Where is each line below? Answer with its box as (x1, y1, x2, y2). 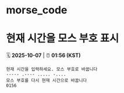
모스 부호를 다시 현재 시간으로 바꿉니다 (6, 78, 87, 84)
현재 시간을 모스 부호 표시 (6, 32, 119, 45)
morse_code (6, 3, 68, 17)
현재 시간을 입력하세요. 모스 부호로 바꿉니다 (6, 66, 98, 73)
